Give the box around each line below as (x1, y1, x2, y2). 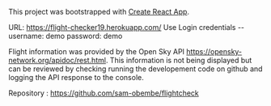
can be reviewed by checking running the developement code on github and (8, 64, 263, 74)
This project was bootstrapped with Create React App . (8, 7, 190, 16)
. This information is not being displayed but (105, 56, 252, 65)
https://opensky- (185, 47, 243, 56)
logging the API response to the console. (8, 73, 144, 82)
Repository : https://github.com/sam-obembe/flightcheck (8, 88, 200, 98)
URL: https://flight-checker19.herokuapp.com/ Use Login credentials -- (8, 23, 245, 32)
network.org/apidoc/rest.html (8, 56, 107, 65)
